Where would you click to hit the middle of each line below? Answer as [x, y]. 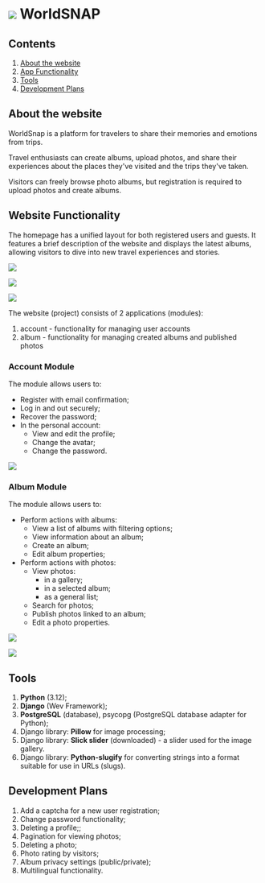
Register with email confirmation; [75, 399]
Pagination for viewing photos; [71, 836]
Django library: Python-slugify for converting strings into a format [129, 757]
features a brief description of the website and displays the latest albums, [130, 243]
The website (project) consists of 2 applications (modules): [106, 313]
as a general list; [71, 597]
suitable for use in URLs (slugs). [73, 766]
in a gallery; [63, 580]
